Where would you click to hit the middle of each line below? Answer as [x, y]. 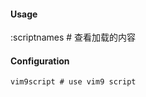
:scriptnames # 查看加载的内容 [73, 37]
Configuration [40, 61]
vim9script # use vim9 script [73, 82]
